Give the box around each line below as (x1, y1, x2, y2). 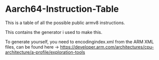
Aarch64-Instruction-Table (5, 3, 119, 15)
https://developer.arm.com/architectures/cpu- (60, 44, 154, 50)
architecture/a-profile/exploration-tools (5, 49, 85, 55)
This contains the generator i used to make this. (5, 29, 103, 35)
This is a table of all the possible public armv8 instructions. (5, 20, 125, 26)
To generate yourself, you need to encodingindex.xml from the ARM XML (5, 38, 154, 45)
